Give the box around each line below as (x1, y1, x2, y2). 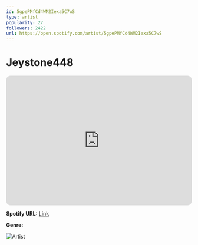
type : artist (6, 14, 38, 20)
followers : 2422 (6, 25, 46, 31)
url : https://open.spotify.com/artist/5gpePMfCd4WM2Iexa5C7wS (6, 31, 162, 37)
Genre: (6, 221, 24, 229)
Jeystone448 (6, 56, 74, 69)
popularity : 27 (6, 19, 44, 25)
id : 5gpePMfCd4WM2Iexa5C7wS (6, 8, 75, 15)
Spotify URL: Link (6, 210, 49, 217)
